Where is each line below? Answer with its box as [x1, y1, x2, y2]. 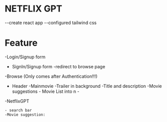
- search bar [5, 107, 32, 113]
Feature [5, 37, 38, 49]
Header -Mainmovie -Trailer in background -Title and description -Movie [12, 83, 162, 89]
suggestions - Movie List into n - [12, 88, 79, 94]
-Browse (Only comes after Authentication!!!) [5, 73, 98, 79]
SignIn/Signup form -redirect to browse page [12, 63, 106, 69]
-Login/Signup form [5, 54, 46, 60]
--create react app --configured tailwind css [5, 20, 97, 26]
